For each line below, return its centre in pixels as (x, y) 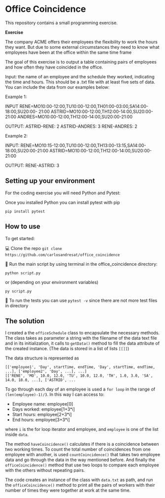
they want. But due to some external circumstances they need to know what (82, 47)
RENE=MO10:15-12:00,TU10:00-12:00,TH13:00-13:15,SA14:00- (83, 145)
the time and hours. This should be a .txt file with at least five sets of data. (80, 82)
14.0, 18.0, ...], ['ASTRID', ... (41, 380)
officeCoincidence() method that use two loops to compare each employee (82, 465)
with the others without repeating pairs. (45, 470)
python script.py (23, 273)
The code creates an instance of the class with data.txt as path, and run (79, 480)
